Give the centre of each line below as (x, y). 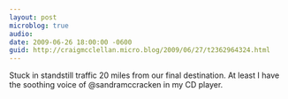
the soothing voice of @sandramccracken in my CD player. (116, 85)
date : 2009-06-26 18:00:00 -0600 (71, 42)
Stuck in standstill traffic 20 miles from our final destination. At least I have (144, 75)
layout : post (33, 17)
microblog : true (39, 26)
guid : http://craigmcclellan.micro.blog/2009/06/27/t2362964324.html (140, 50)
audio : (21, 34)
